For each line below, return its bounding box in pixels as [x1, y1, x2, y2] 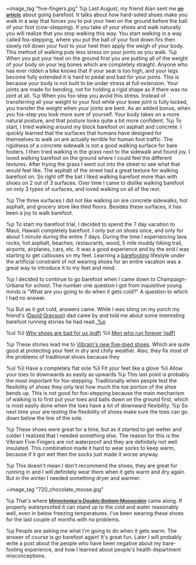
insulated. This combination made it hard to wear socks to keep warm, [6, 445, 176, 451]
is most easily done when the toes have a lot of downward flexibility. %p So [6, 402, 188, 409]
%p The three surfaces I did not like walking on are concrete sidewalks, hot [6, 197, 188, 204]
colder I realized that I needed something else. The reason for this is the [6, 432, 180, 439]
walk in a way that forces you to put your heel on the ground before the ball [6, 18, 188, 24]
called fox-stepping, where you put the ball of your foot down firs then [6, 36, 176, 43]
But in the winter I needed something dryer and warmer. [6, 475, 141, 481]
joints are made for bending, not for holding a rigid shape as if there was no [6, 86, 188, 93]
